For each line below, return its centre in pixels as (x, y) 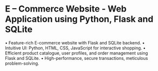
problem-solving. (22, 63)
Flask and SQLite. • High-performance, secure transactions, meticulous (77, 58)
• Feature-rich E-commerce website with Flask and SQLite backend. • (75, 43)
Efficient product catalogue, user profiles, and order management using (77, 53)
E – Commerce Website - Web (66, 9)
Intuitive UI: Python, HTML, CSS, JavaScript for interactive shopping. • (75, 48)
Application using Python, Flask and (79, 19)
